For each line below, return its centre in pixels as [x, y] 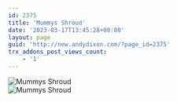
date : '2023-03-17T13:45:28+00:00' [66, 30]
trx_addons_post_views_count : [58, 52]
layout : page [29, 37]
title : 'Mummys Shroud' [47, 23]
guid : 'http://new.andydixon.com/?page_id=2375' [89, 45]
